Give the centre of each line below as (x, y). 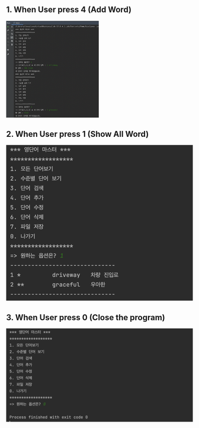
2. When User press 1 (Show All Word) (78, 134)
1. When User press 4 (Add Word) (69, 10)
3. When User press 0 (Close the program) (86, 317)
